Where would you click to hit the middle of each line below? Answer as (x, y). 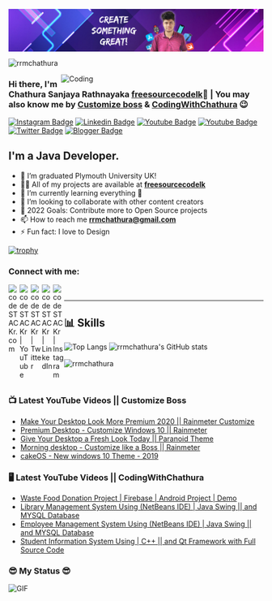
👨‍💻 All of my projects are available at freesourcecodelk (113, 184)
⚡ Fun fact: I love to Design (65, 231)
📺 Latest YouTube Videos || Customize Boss (98, 400)
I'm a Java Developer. (64, 156)
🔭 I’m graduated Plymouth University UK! (88, 175)
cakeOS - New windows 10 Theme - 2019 (89, 456)
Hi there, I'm (33, 84)
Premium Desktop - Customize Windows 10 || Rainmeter (114, 430)
